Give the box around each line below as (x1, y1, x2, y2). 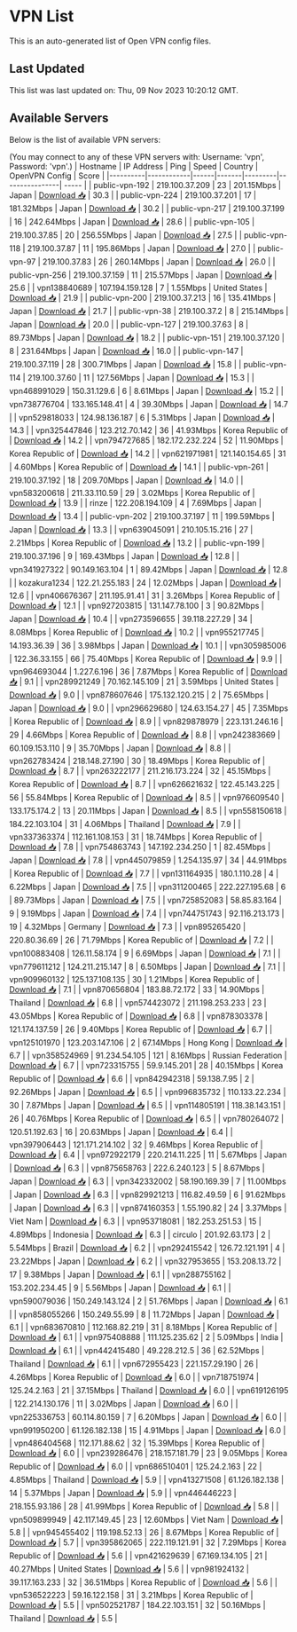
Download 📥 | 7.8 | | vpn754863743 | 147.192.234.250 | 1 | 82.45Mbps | (9, 841, 271, 852)
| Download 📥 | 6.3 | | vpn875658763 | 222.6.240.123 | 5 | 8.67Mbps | (9, 1163, 265, 1173)
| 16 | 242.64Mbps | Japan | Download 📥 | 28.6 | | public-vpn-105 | (9, 216, 255, 227)
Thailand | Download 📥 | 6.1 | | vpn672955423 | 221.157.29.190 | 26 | (9, 1358, 259, 1368)
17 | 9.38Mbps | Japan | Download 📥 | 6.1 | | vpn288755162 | (9, 1269, 231, 1280)
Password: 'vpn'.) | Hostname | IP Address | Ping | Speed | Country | (9, 161, 259, 171)
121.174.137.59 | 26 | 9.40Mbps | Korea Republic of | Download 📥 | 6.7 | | (9, 1023, 273, 1035)
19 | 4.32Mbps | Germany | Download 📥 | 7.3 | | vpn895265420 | (9, 921, 246, 932)
